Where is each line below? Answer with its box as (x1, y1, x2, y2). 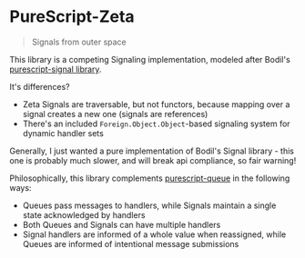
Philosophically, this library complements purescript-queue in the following (9, 173, 290, 184)
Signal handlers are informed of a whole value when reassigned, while (22, 229, 287, 240)
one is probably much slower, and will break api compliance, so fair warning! (9, 154, 297, 165)
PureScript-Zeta (9, 6, 135, 27)
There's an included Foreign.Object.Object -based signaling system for (22, 118, 290, 129)
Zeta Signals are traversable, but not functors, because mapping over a (22, 98, 290, 110)
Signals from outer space (31, 36, 127, 47)
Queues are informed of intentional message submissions (22, 238, 239, 249)
